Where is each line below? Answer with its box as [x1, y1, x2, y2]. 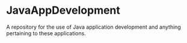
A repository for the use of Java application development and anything [6, 23, 182, 30]
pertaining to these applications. [6, 29, 86, 36]
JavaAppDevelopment [6, 4, 120, 17]
